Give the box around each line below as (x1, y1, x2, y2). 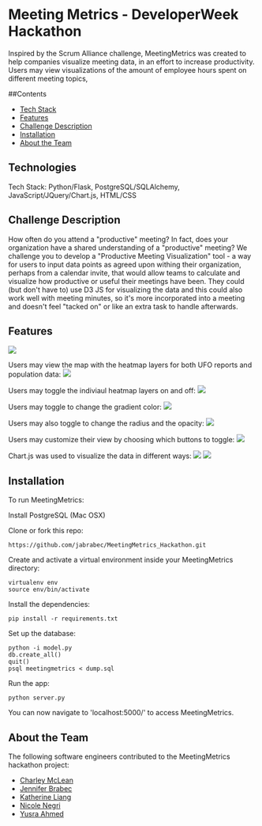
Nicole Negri (19, 801, 61, 810)
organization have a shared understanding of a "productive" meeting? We (8, 243, 248, 252)
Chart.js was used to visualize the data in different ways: (8, 451, 192, 460)
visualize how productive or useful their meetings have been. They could (8, 276, 245, 286)
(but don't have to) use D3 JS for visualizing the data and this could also (8, 285, 243, 294)
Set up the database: (8, 629, 77, 638)
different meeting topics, (8, 74, 88, 83)
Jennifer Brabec (19, 784, 73, 793)
